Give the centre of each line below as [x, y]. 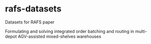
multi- [141, 31]
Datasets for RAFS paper [30, 22]
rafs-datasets [33, 9]
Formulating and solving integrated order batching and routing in [70, 31]
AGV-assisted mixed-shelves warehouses [59, 36]
